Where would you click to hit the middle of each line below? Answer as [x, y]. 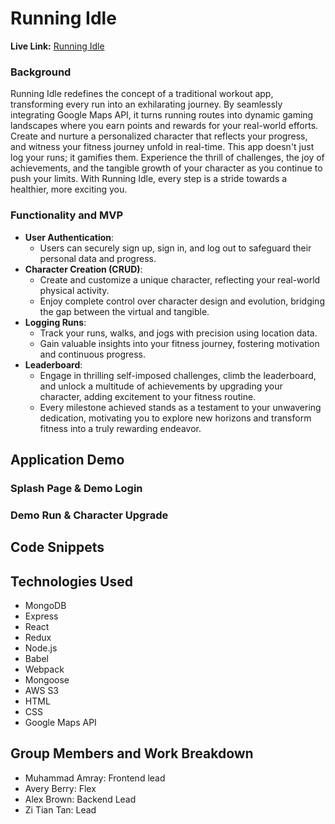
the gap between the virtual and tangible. [124, 311]
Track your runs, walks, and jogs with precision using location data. [178, 333]
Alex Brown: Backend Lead [80, 799]
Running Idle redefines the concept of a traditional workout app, [142, 94]
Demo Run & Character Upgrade [89, 515]
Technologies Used [71, 581]
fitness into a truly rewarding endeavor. [120, 428]
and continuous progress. [93, 354]
